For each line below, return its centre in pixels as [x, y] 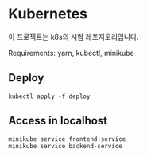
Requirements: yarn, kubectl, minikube [71, 53]
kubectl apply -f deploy [49, 96]
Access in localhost [58, 121]
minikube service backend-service [66, 146]
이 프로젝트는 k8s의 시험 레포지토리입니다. [73, 37]
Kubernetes [48, 14]
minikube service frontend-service [67, 139]
